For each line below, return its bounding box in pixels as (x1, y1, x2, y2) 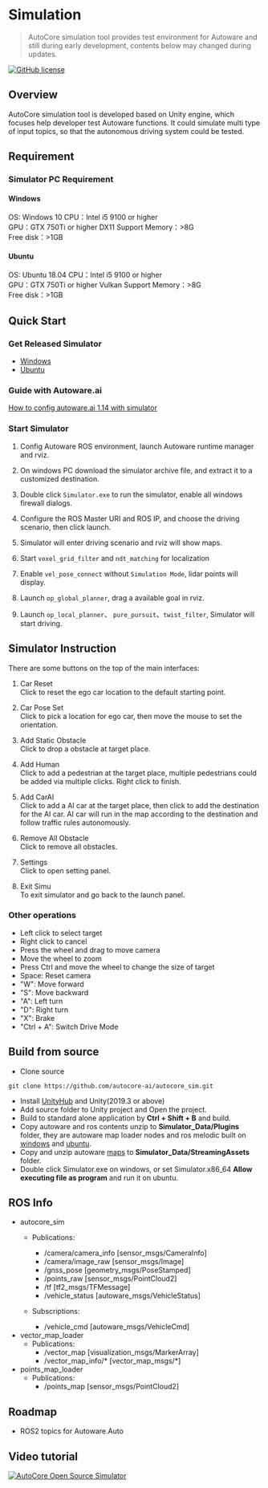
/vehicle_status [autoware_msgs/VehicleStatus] (43, 1291, 201, 1301)
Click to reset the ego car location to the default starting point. (19, 687, 226, 697)
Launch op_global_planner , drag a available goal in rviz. (19, 592, 205, 603)
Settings (19, 857, 48, 867)
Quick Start (8, 314, 67, 327)
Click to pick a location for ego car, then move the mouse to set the (19, 711, 242, 721)
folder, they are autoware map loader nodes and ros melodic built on (19, 1130, 246, 1140)
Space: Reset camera (19, 970, 91, 980)
